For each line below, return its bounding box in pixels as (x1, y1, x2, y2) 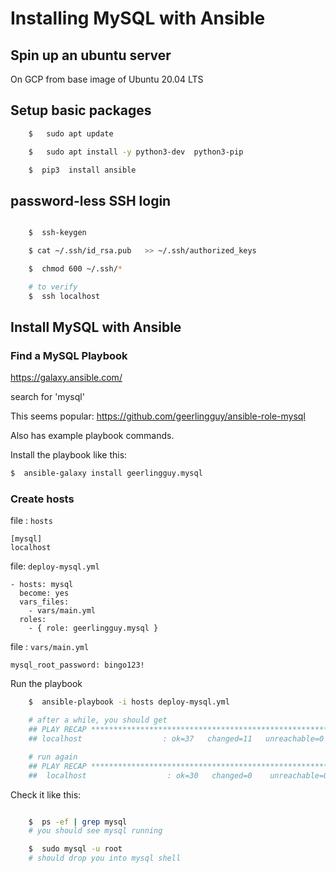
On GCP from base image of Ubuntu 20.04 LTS (10, 73, 204, 85)
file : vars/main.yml (10, 641, 90, 653)
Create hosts (10, 492, 75, 506)
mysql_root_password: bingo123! (10, 660, 145, 671)
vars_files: (19, 597, 70, 607)
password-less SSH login (10, 192, 172, 209)
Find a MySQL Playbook (10, 348, 128, 362)
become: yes (19, 588, 70, 599)
